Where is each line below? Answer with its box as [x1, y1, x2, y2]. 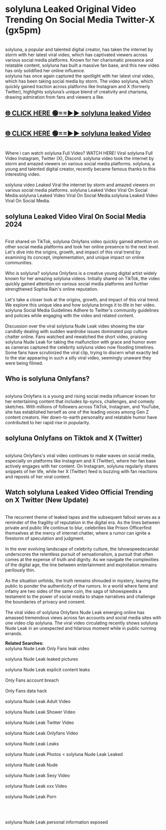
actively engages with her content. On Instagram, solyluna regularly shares [5, 463, 159, 469]
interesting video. [5, 171, 41, 177]
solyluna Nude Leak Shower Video [5, 709, 76, 715]
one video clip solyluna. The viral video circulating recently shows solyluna [5, 620, 158, 626]
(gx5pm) [5, 25, 41, 36]
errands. [5, 631, 23, 637]
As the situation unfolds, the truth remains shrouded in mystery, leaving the [5, 578, 159, 584]
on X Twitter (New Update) [5, 495, 89, 504]
